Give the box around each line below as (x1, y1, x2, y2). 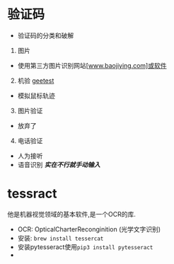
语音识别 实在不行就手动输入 (17, 160, 100, 168)
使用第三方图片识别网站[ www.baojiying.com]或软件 (17, 61, 167, 69)
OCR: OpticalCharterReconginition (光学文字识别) (17, 224, 161, 234)
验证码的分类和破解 (17, 31, 74, 40)
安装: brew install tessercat (17, 234, 104, 242)
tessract (7, 185, 58, 202)
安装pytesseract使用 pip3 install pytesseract (17, 242, 153, 251)
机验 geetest (17, 76, 54, 85)
